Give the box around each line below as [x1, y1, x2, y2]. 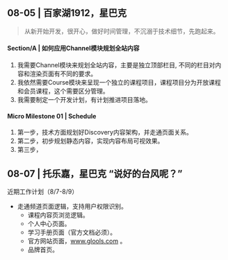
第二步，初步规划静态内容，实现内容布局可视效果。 [17, 137, 164, 145]
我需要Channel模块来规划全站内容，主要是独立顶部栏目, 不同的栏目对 [17, 61, 215, 69]
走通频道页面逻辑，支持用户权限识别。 [17, 202, 127, 211]
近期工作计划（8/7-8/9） [7, 187, 79, 196]
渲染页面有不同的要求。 [29, 69, 97, 78]
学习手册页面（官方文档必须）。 [27, 228, 117, 236]
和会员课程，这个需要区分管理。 [17, 87, 109, 96]
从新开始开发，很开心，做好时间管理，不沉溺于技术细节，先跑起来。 [24, 27, 220, 35]
